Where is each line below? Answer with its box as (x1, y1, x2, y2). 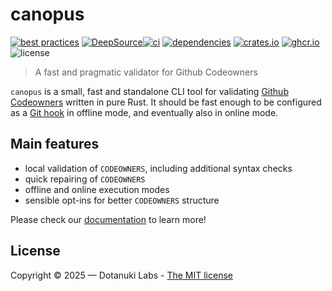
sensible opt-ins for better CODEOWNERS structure (24, 194, 220, 206)
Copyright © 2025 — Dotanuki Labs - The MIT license (10, 269, 233, 281)
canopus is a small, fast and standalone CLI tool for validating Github (10, 85, 289, 97)
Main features (10, 136, 100, 153)
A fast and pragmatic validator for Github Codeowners (34, 66, 258, 78)
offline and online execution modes (24, 183, 170, 195)
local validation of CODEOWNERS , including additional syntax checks (24, 162, 293, 174)
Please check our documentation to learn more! (10, 213, 207, 225)
